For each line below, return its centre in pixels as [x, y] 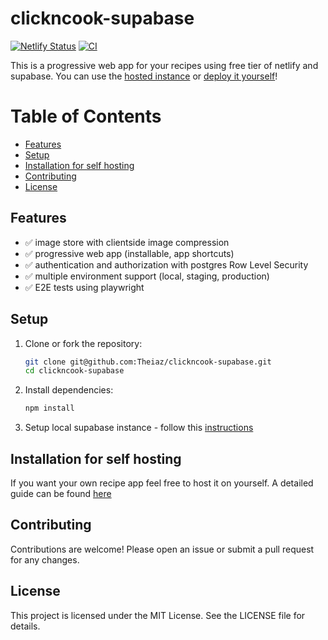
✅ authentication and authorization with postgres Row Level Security [166, 264]
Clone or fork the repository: [83, 343]
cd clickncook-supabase [74, 371]
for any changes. [45, 559]
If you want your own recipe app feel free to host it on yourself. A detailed [162, 483]
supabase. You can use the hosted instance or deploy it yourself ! [144, 76]
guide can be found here [61, 493]
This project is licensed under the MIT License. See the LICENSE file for [158, 615]
